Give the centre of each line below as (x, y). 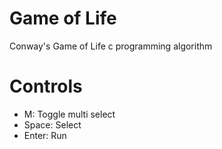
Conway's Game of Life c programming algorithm (111, 46)
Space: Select (52, 124)
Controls (46, 86)
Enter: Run (45, 135)
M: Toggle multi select (69, 114)
